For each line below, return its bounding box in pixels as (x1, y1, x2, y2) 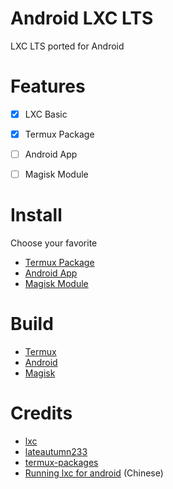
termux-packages (24, 456, 99, 468)
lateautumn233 (24, 445, 88, 457)
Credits (10, 402, 73, 425)
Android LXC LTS (10, 7, 154, 30)
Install (10, 204, 63, 227)
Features (10, 75, 86, 98)
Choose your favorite (10, 237, 98, 249)
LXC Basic (24, 108, 68, 120)
